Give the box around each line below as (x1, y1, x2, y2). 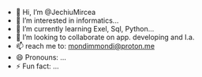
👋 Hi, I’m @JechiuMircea (15, 8, 96, 16)
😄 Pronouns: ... (15, 53, 67, 62)
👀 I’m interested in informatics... (15, 16, 119, 25)
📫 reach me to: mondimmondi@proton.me (15, 42, 155, 50)
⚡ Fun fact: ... (15, 61, 59, 71)
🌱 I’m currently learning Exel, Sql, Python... (15, 24, 155, 33)
